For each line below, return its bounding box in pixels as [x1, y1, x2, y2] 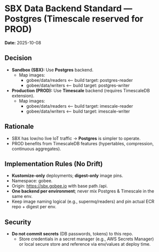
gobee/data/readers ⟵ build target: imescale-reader [26, 103, 133, 109]
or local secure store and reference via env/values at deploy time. [19, 241, 151, 247]
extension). [11, 93, 35, 98]
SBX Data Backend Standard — [4, 3, 133, 14]
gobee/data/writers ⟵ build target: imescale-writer [26, 108, 130, 114]
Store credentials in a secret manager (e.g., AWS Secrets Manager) [19, 236, 154, 242]
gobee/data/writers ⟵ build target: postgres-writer [26, 82, 130, 88]
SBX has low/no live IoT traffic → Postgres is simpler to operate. [11, 135, 141, 141]
